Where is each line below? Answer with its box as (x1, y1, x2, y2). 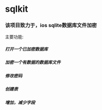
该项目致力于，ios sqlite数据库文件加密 (5, 22, 97, 29)
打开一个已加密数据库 (5, 46, 48, 52)
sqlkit (5, 3, 28, 15)
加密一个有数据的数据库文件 (5, 59, 61, 65)
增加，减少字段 (5, 99, 35, 105)
